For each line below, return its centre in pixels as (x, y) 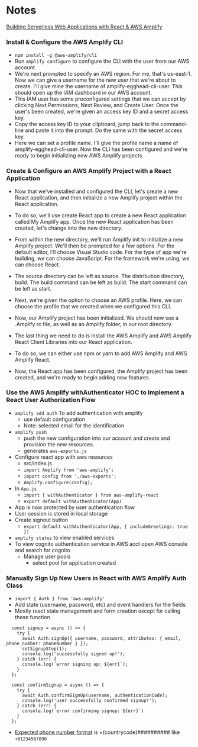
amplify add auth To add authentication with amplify (79, 413)
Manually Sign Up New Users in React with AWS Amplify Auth (96, 578)
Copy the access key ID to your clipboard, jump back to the (87, 124)
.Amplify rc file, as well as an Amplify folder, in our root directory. (94, 324)
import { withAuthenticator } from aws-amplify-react (91, 495)
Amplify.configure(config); (58, 482)
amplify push (31, 432)
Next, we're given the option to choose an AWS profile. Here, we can (98, 300)
